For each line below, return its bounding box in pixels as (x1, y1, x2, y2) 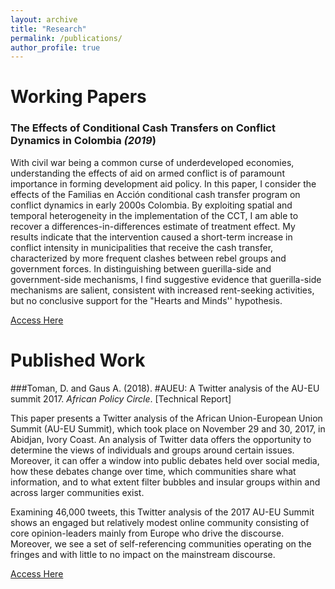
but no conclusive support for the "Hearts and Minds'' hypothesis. (10, 294, 283, 306)
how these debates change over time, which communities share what (10, 465, 297, 477)
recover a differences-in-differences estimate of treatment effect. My (10, 220, 296, 232)
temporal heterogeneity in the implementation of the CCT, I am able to (10, 209, 299, 221)
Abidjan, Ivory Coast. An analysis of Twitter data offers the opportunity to (10, 433, 312, 445)
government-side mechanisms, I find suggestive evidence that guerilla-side (10, 273, 322, 285)
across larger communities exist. (10, 486, 145, 498)
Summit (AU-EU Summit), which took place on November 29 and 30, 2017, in (10, 422, 326, 435)
